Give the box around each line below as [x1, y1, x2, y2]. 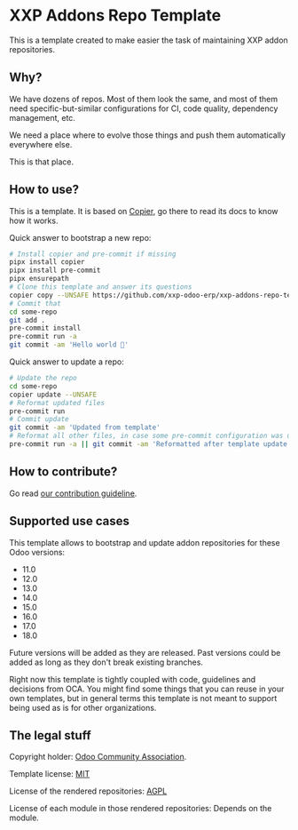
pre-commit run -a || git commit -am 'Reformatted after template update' [9, 440, 292, 449]
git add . [9, 315, 46, 324]
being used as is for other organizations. [9, 702, 157, 713]
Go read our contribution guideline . [9, 488, 137, 499]
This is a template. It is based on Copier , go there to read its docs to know [9, 205, 278, 216]
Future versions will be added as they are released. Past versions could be [9, 647, 281, 658]
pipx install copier [9, 258, 86, 267]
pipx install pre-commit [9, 266, 101, 275]
